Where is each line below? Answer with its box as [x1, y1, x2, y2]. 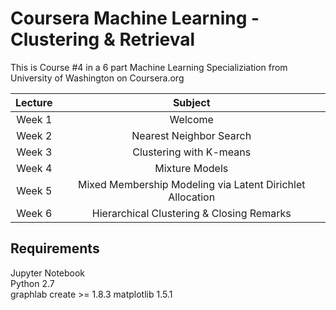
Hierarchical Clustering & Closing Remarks [91, 206, 292, 220]
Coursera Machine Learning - [10, 7, 260, 30]
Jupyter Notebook [10, 267, 86, 279]
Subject [172, 95, 211, 109]
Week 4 [16, 161, 53, 175]
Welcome [169, 112, 214, 126]
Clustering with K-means [132, 145, 252, 159]
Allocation [168, 190, 216, 204]
